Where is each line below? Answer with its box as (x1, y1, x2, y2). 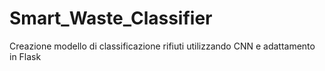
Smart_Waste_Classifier (9, 7, 213, 30)
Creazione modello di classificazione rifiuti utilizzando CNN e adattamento (9, 40, 316, 52)
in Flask (9, 50, 42, 62)
